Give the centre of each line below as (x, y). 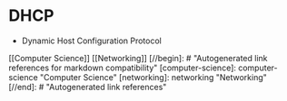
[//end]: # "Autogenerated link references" (88, 87)
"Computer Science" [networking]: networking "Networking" (153, 77)
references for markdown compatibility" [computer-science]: (123, 68)
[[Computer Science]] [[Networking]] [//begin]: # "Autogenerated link (139, 58)
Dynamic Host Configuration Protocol (92, 41)
